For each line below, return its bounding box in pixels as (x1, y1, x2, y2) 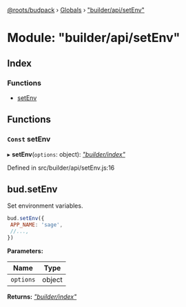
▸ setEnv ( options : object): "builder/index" (7, 150, 125, 158)
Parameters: (7, 246, 43, 255)
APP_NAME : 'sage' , (10, 221, 63, 228)
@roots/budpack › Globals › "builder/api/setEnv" (7, 6, 145, 14)
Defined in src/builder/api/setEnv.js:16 (7, 164, 115, 172)
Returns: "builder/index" (7, 293, 77, 301)
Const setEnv (7, 135, 51, 144)
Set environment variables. (7, 201, 83, 210)
